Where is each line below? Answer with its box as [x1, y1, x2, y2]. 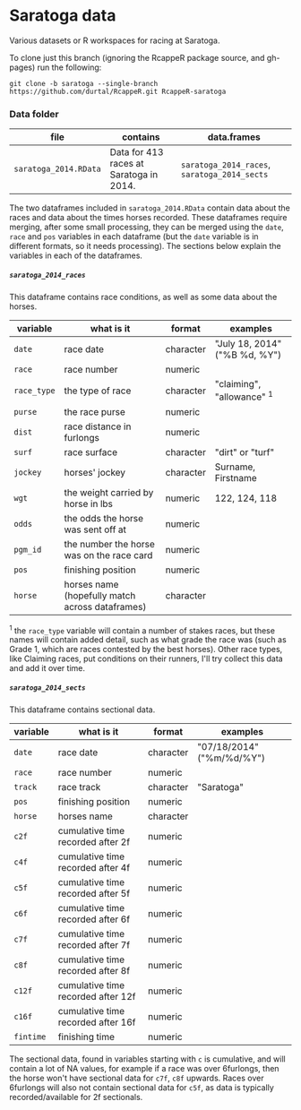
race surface [64, 445, 118, 458]
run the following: [37, 62, 102, 73]
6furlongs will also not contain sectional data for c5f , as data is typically [9, 1082, 275, 1093]
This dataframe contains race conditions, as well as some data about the [9, 292, 278, 303]
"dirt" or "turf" [214, 445, 275, 458]
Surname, [214, 460, 256, 473]
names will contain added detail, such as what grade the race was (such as [9, 634, 287, 645]
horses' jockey [64, 466, 126, 478]
